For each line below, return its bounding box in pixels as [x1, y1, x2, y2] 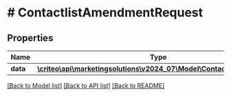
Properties [7, 32, 54, 44]
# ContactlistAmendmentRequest [7, 5, 203, 21]
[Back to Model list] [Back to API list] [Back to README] [7, 82, 165, 90]
